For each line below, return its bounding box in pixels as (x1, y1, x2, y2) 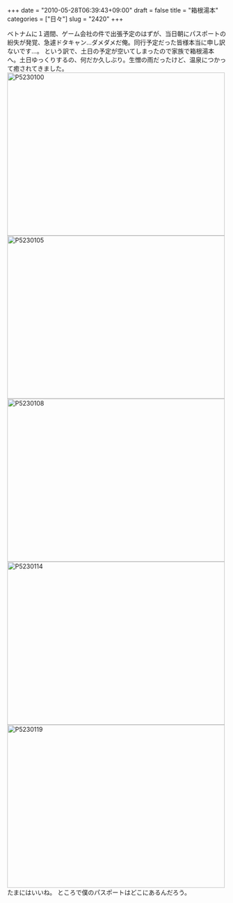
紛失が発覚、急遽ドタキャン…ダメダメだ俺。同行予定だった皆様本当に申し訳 (7, 38, 226, 47)
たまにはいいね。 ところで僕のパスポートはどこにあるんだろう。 (7, 888, 191, 896)
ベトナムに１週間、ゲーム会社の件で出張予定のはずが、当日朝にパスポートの (7, 30, 226, 38)
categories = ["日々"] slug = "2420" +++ (7, 15, 124, 23)
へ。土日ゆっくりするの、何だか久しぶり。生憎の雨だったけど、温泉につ (7, 56, 214, 64)
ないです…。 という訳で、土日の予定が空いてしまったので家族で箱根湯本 (7, 47, 215, 55)
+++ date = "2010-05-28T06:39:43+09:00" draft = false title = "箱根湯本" (7, 6, 219, 14)
